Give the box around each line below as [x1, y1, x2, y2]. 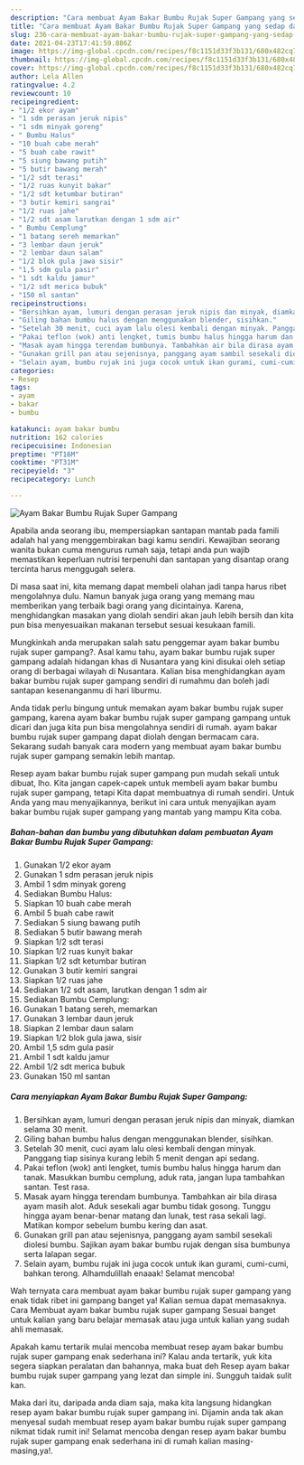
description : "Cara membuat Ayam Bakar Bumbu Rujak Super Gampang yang [10, 13, 285, 23]
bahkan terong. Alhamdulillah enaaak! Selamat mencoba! [23, 1267, 235, 1279]
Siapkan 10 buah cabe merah [23, 897, 132, 908]
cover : [10, 64, 35, 73]
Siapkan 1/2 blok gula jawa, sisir [23, 1032, 143, 1043]
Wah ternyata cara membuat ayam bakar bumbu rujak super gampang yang [10, 1285, 291, 1296]
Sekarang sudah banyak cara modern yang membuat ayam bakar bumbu [10, 740, 282, 751]
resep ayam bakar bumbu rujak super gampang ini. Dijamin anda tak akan [10, 1406, 284, 1417]
